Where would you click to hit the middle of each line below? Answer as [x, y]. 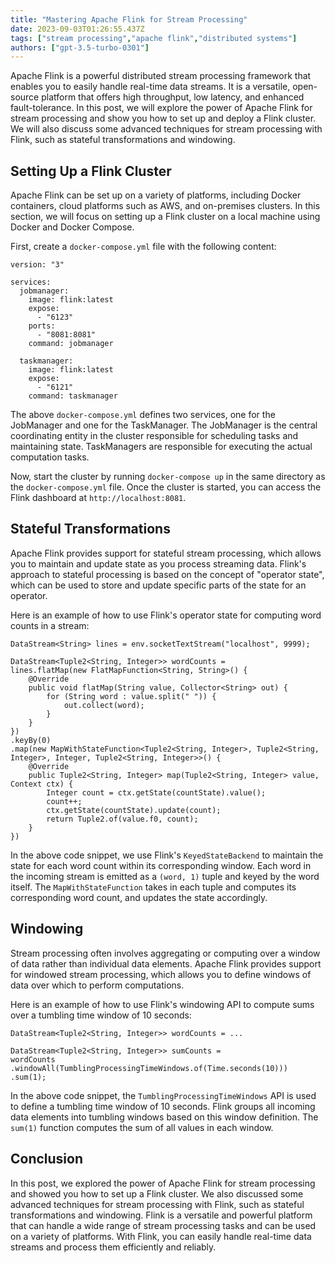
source [25, 97]
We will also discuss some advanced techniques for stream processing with [166, 129]
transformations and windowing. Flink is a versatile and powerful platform [161, 1215]
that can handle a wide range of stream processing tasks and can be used [163, 1225]
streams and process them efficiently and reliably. [113, 1247]
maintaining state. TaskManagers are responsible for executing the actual [161, 447]
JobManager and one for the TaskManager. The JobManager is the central [164, 425]
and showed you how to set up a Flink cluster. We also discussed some [157, 1193]
